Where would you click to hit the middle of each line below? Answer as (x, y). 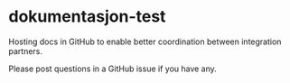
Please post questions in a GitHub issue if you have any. (113, 69)
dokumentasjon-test (87, 17)
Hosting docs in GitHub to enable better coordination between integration (145, 41)
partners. (25, 51)
